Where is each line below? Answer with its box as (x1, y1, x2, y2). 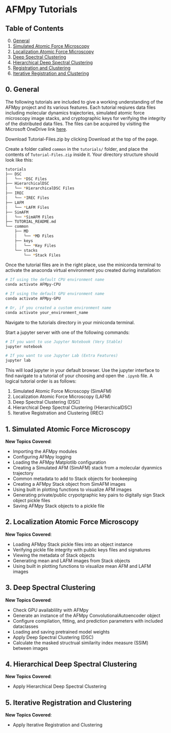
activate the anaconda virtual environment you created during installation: (5, 267, 162, 273)
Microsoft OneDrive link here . (5, 126, 68, 132)
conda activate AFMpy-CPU (5, 282, 61, 287)
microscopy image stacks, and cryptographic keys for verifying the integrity (5, 115, 166, 121)
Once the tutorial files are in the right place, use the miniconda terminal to (5, 262, 161, 268)
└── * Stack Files (24, 252, 61, 257)
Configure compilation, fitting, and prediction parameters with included (12, 618, 163, 624)
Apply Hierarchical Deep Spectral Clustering (12, 683, 107, 689)
